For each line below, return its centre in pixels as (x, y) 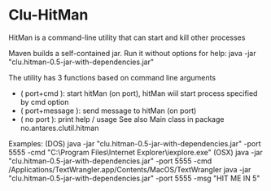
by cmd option (44, 102)
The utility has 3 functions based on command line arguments (112, 77)
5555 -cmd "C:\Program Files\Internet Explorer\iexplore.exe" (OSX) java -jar (135, 152)
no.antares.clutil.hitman (59, 128)
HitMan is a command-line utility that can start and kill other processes (127, 37)
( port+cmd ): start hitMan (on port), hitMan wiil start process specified (139, 93)
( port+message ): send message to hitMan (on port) (108, 111)
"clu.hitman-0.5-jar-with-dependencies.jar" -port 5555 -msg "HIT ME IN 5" (134, 178)
